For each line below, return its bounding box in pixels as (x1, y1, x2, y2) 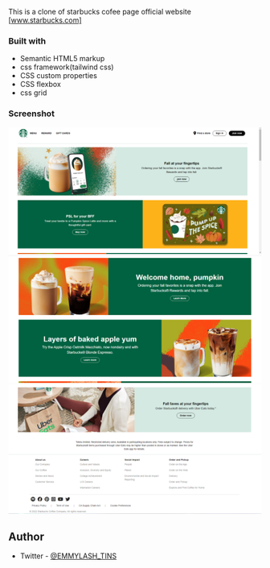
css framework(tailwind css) (19, 62, 114, 72)
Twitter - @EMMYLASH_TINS (19, 551, 117, 561)
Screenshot (8, 108, 55, 119)
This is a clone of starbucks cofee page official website (8, 7, 191, 16)
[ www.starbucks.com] (8, 15, 82, 25)
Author (8, 529, 44, 543)
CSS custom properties (19, 71, 98, 81)
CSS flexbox (19, 80, 62, 89)
